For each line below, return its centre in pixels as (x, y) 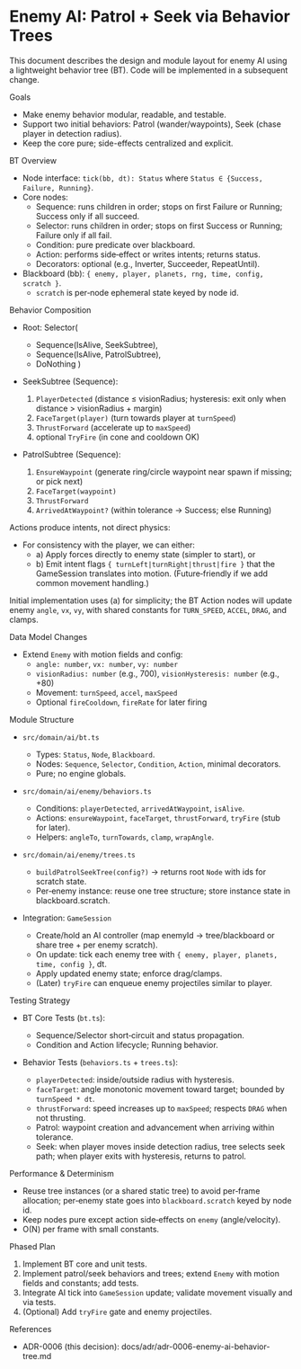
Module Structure (42, 719)
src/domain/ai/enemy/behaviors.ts (87, 791)
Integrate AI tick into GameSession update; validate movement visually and (157, 1293)
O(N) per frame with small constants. (91, 1229)
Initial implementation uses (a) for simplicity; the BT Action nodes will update (151, 600)
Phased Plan (32, 1246)
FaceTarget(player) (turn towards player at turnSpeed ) (136, 418)
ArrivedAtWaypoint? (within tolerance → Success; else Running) (154, 510)
